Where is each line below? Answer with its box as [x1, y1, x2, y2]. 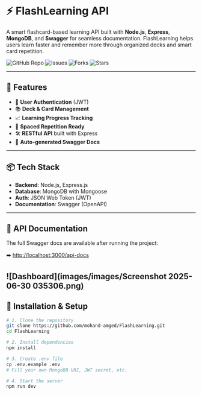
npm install [6, 345, 36, 351]
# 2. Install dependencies [6, 340, 74, 346]
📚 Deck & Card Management [14, 105, 89, 112]
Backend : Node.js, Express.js [14, 181, 88, 188]
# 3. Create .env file [6, 356, 63, 362]
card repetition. [6, 47, 44, 54]
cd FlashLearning [6, 329, 50, 335]
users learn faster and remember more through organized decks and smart [6, 41, 192, 48]
